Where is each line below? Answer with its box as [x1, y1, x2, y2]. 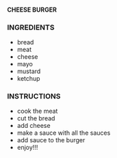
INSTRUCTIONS [7, 91, 61, 101]
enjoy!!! [16, 144, 38, 152]
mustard [16, 67, 41, 75]
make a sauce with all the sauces [16, 129, 111, 137]
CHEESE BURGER [7, 5, 57, 14]
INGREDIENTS [7, 23, 55, 32]
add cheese [16, 122, 51, 130]
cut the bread [16, 114, 55, 122]
